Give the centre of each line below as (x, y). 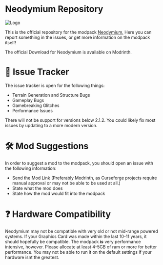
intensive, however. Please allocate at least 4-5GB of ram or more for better (81, 247)
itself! (10, 42)
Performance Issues (32, 110)
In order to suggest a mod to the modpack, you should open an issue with (79, 163)
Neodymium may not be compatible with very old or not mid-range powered (81, 231)
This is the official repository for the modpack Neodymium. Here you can (78, 32)
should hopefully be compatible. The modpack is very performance (73, 241)
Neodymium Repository (54, 9)
